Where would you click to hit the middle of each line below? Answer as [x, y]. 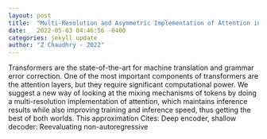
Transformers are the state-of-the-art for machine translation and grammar [131, 68]
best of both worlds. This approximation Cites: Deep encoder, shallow [122, 118]
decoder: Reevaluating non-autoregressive [78, 127]
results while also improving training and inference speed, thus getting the [130, 110]
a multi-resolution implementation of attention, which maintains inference [128, 102]
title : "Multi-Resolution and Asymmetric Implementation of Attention [129, 23]
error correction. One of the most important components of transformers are [133, 76]
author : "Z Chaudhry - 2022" [56, 45]
